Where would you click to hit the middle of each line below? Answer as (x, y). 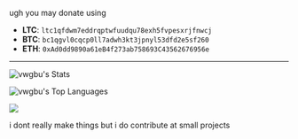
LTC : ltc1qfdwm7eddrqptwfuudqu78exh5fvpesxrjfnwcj (117, 30)
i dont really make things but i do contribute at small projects (120, 125)
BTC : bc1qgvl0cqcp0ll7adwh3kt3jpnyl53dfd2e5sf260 (116, 39)
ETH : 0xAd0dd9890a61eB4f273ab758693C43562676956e (116, 49)
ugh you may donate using (58, 13)
